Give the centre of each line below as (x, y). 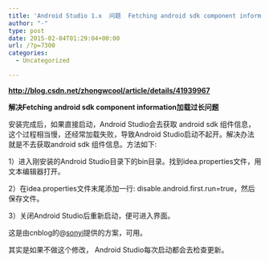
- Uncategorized (43, 61)
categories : (28, 53)
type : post (26, 31)
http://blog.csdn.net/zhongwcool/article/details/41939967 (109, 90)
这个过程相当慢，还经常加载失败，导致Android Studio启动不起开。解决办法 (132, 134)
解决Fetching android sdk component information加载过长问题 (114, 107)
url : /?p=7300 (32, 46)
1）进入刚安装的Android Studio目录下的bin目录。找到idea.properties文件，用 (135, 161)
